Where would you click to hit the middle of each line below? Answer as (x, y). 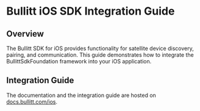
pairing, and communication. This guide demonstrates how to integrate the (100, 55)
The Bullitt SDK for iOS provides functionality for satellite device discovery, (100, 48)
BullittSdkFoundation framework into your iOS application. (79, 61)
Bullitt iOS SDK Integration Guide (91, 11)
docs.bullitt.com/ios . (32, 101)
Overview (25, 34)
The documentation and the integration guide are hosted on (81, 95)
